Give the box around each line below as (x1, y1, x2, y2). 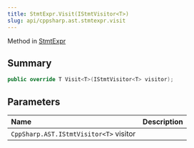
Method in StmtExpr (7, 36, 66, 45)
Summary (7, 57, 52, 69)
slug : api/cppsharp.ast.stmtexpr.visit (7, 17, 126, 24)
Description (142, 117, 183, 127)
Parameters (7, 95, 61, 107)
